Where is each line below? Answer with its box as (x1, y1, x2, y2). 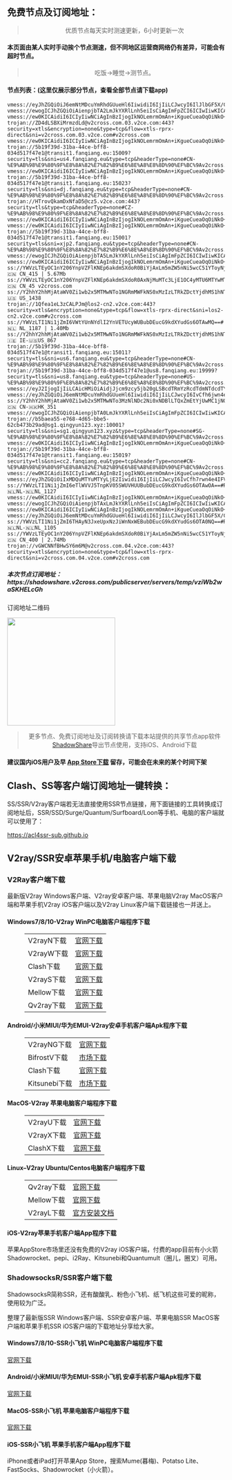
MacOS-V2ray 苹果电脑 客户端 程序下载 (7, 1099, 117, 1107)
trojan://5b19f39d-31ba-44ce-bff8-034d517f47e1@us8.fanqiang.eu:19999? (7, 367, 217, 374)
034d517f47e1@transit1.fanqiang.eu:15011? (7, 349, 131, 356)
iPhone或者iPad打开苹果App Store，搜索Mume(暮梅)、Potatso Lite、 (7, 1457, 202, 1465)
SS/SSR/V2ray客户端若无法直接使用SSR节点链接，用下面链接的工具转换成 (7, 800, 217, 808)
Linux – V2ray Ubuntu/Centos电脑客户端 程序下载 (7, 1164, 145, 1172)
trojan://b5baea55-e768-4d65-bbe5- (7, 416, 110, 423)
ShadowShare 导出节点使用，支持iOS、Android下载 (52, 741, 197, 749)
